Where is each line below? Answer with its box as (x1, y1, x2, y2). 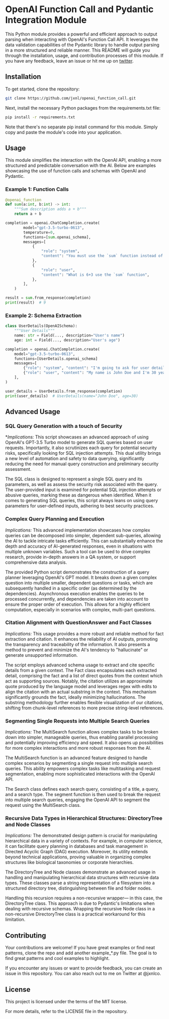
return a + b (14, 211, 42, 217)
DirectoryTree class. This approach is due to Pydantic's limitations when (5, 900, 155, 906)
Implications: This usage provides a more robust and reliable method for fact (5, 630, 164, 637)
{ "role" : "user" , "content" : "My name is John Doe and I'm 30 (23, 370, 156, 375)
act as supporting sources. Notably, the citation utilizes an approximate (5, 678, 152, 684)
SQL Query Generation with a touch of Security (5, 422, 122, 429)
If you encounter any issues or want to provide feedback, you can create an (5, 965, 162, 971)
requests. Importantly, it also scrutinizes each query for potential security (5, 445, 157, 451)
